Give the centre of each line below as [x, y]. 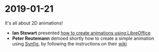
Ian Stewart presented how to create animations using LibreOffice [81, 33]
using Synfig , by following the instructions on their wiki [69, 43]
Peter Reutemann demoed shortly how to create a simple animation [83, 38]
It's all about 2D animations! [34, 23]
